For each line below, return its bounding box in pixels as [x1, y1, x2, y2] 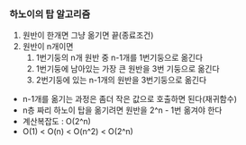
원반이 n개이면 [22, 41, 74, 52]
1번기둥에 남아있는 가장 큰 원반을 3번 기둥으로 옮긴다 [35, 64, 220, 74]
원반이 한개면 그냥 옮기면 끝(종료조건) [22, 30, 154, 41]
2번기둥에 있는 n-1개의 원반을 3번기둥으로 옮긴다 [35, 74, 207, 86]
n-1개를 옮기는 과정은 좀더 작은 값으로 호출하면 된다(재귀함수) [22, 94, 237, 105]
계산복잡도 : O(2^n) [22, 116, 92, 127]
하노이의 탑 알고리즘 [9, 7, 91, 20]
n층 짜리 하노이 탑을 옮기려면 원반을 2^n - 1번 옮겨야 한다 [22, 105, 223, 115]
